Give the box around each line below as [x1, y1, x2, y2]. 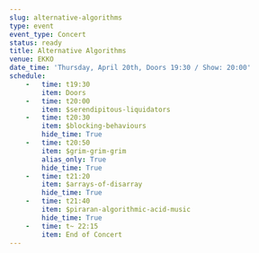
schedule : [9, 72, 47, 81]
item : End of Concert [41, 230, 123, 239]
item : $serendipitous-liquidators [41, 105, 171, 114]
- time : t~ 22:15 [25, 222, 99, 231]
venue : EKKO [9, 55, 54, 64]
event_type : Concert [9, 30, 87, 39]
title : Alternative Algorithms [9, 47, 127, 56]
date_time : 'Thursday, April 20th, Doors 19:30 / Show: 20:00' [9, 64, 252, 73]
